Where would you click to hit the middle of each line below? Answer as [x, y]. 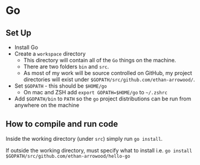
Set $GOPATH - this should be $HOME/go [60, 86]
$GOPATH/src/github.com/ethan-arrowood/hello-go [68, 156]
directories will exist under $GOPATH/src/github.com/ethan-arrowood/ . [109, 79]
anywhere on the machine [47, 105]
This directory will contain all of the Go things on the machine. [100, 60]
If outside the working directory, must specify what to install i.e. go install [99, 150]
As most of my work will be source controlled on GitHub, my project [108, 73]
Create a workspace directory [50, 54]
